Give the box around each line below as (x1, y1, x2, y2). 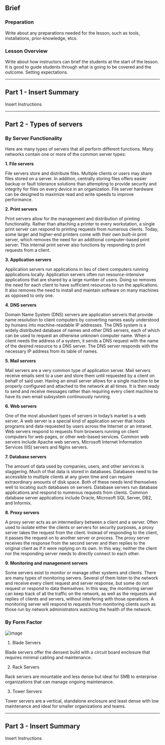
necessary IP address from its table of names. (5, 348, 98, 354)
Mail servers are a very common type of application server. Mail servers (5, 368, 151, 373)
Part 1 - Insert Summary (5, 88, 79, 97)
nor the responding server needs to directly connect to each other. (5, 551, 140, 557)
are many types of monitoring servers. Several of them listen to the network (5, 575, 159, 581)
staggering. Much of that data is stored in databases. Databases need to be (5, 469, 158, 475)
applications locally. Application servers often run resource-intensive (5, 271, 144, 278)
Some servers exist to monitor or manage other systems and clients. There (5, 570, 156, 576)
